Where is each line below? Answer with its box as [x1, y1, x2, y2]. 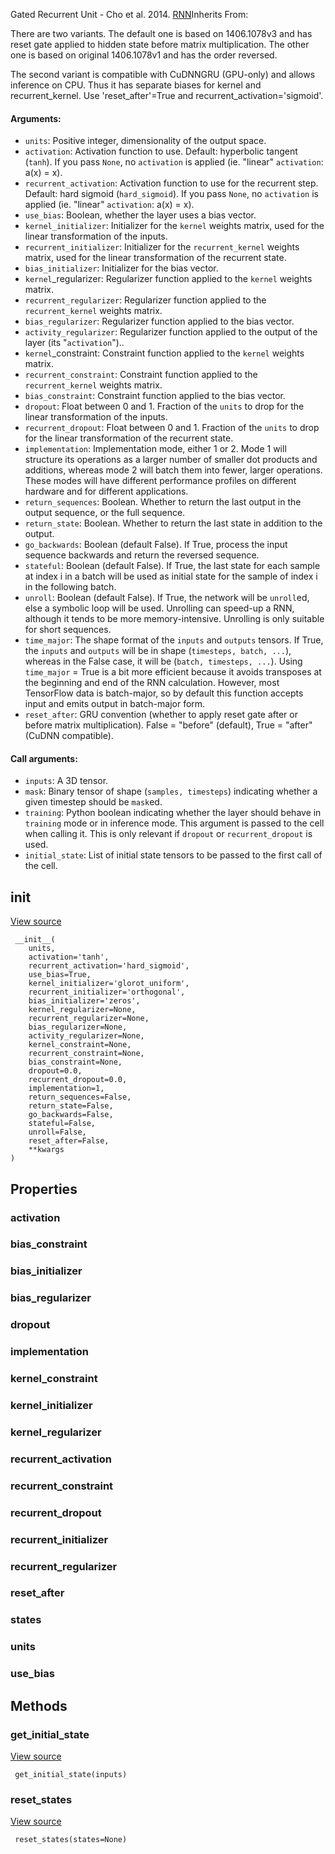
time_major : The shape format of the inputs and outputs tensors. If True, [24, 634, 324, 646]
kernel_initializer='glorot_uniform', [28, 979, 190, 989]
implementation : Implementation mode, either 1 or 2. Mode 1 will [24, 443, 287, 455]
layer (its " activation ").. [24, 337, 125, 349]
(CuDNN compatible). [24, 730, 114, 742]
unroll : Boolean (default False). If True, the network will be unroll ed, [24, 592, 310, 604]
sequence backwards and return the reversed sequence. [24, 549, 260, 561]
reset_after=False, [28, 1136, 110, 1146]
